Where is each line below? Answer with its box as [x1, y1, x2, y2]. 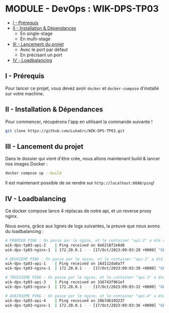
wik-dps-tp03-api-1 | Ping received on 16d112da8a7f [5, 261, 125, 266]
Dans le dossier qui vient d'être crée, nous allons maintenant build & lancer [5, 156, 160, 162]
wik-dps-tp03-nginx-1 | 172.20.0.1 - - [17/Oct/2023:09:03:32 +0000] [5, 284, 156, 289]
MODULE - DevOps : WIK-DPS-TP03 [5, 3, 159, 15]
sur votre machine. [5, 90, 44, 96]
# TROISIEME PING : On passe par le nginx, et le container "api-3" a [5, 275, 156, 280]
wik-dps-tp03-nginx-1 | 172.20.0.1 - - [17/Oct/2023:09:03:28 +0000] [5, 247, 156, 253]
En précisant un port [20, 51, 62, 58]
